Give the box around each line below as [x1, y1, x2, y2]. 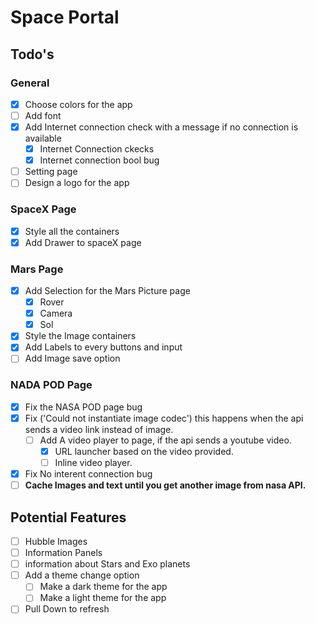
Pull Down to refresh [24, 603, 110, 615]
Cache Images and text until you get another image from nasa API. [24, 479, 307, 491]
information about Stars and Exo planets [24, 558, 191, 570]
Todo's [10, 46, 55, 63]
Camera [39, 307, 73, 320]
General [10, 76, 50, 90]
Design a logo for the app [24, 177, 130, 189]
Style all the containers [24, 225, 120, 237]
